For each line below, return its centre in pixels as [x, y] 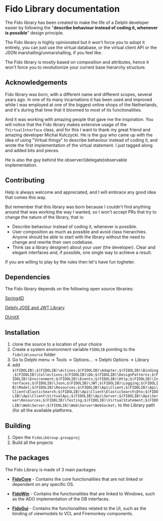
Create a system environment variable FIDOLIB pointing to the [73, 349]
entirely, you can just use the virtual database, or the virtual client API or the [81, 47]
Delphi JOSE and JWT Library [35, 308]
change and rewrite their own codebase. [53, 242]
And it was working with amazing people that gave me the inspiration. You [79, 119]
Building [18, 426]
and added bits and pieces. [32, 150]
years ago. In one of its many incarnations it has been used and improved [79, 99]
